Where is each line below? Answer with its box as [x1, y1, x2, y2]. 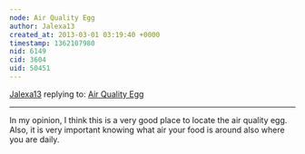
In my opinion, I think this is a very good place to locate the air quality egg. [9, 114, 288, 125]
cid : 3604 [9, 55, 47, 64]
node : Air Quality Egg [9, 13, 95, 23]
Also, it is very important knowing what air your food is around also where [9, 124, 285, 135]
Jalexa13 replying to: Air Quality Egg [9, 88, 144, 100]
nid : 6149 [9, 47, 47, 56]
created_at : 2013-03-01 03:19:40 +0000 [9, 30, 161, 39]
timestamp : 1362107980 [9, 38, 95, 48]
